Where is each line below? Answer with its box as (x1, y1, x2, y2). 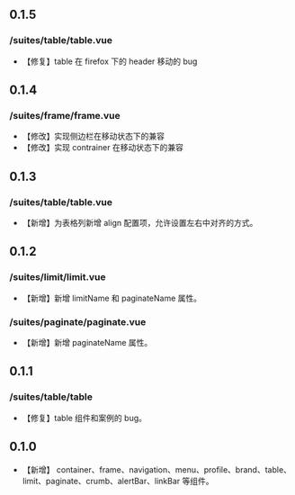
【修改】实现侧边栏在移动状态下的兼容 (22, 130, 165, 142)
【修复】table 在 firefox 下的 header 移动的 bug (22, 56, 198, 67)
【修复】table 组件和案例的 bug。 (22, 412, 147, 423)
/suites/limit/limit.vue (9, 271, 106, 283)
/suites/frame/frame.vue (9, 110, 121, 121)
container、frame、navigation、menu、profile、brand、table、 (56, 463, 292, 475)
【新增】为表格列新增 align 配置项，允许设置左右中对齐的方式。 (22, 218, 258, 229)
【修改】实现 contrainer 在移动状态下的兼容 (22, 142, 184, 153)
